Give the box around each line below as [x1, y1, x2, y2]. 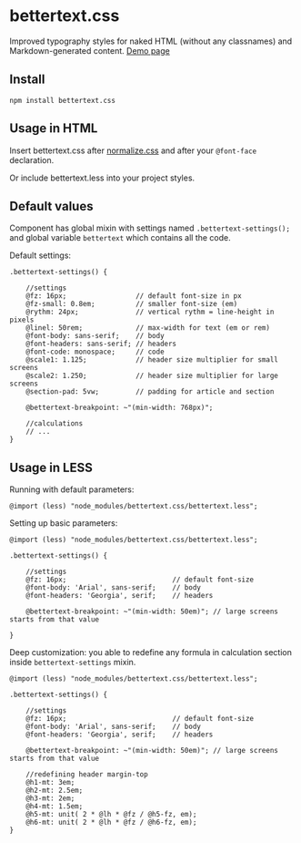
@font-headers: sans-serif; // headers [25, 339, 177, 349]
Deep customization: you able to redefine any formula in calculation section [9, 647, 293, 658]
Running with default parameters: [9, 484, 135, 495]
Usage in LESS [9, 459, 93, 475]
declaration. [9, 154, 55, 165]
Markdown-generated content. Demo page [9, 45, 170, 56]
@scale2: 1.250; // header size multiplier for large [25, 371, 279, 381]
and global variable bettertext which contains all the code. [9, 232, 232, 243]
